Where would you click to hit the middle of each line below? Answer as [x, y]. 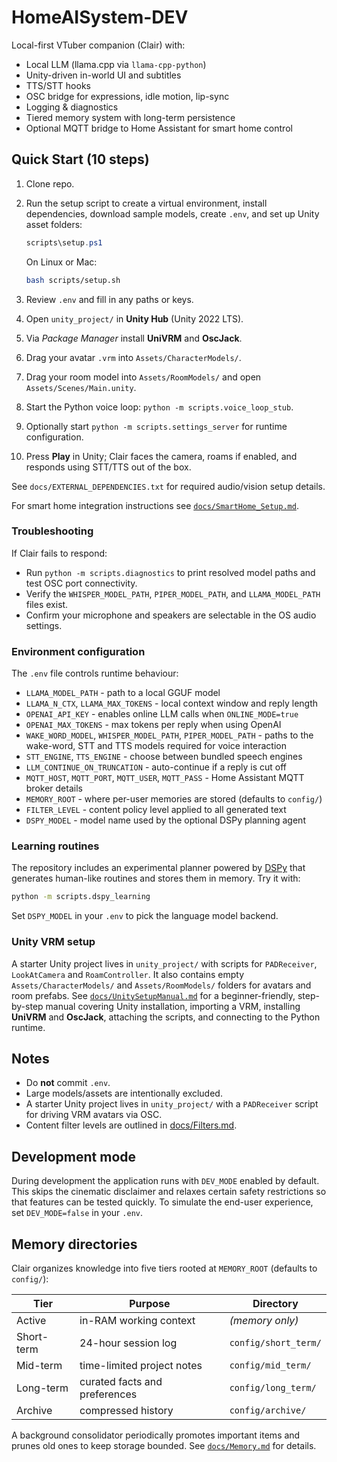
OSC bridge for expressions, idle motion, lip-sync [127, 96]
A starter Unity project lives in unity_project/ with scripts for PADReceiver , [164, 963]
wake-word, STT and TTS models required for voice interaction [156, 746]
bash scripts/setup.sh [73, 280]
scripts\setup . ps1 [64, 242]
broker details [54, 788]
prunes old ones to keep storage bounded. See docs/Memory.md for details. [164, 1445]
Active [31, 1320]
